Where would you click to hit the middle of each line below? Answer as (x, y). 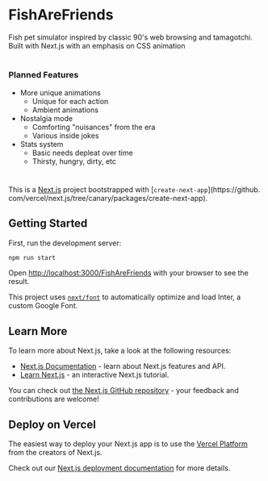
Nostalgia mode (46, 118)
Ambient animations (65, 110)
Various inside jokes (65, 136)
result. (19, 282)
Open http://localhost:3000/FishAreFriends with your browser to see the (128, 273)
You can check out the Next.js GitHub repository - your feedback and (124, 391)
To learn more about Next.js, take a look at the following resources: (120, 351)
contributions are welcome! (54, 399)
